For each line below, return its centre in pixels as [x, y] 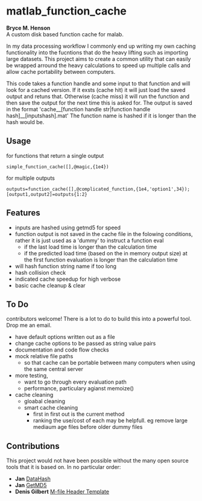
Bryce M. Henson [28, 28]
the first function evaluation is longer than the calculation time [101, 260]
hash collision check [40, 272]
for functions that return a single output [55, 156]
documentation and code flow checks [62, 350]
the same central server [53, 369]
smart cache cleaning [51, 408]
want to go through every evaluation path [75, 382]
